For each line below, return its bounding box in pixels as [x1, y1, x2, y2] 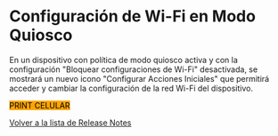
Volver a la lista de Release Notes [9, 117, 132, 128]
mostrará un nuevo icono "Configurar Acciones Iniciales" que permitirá [9, 73, 270, 84]
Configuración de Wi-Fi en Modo [9, 6, 257, 27]
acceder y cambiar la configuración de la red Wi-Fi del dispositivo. [9, 83, 254, 93]
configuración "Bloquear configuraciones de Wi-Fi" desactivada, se [9, 64, 258, 75]
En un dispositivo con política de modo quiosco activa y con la [9, 54, 239, 65]
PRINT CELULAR [9, 100, 70, 110]
